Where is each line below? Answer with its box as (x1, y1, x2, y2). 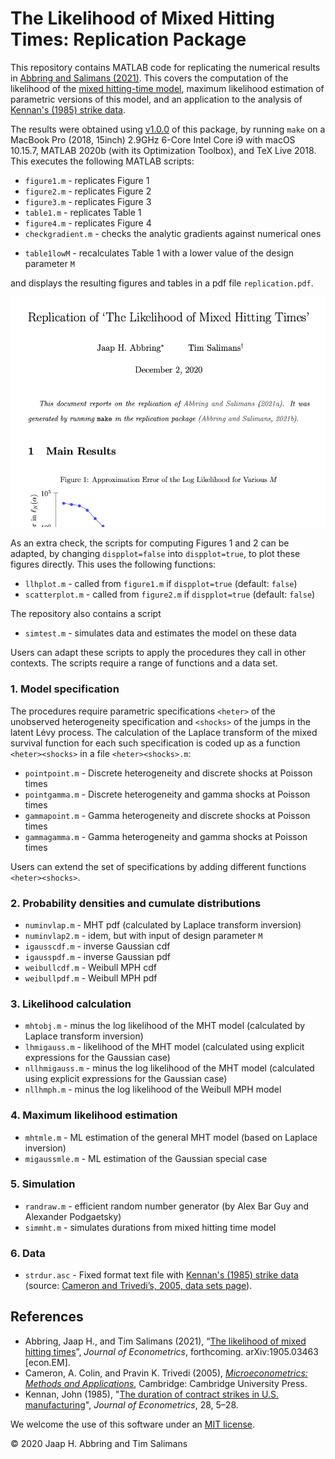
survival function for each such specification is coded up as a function (10, 737, 301, 749)
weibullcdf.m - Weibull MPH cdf (24, 961, 157, 973)
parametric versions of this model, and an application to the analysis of (10, 93, 303, 105)
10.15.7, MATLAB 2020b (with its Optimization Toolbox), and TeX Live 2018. (10, 144, 317, 156)
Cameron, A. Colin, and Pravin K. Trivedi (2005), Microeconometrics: (24, 1367, 308, 1379)
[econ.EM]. (24, 1356, 71, 1368)
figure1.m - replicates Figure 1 (24, 174, 150, 186)
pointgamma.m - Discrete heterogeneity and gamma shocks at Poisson (24, 788, 311, 800)
